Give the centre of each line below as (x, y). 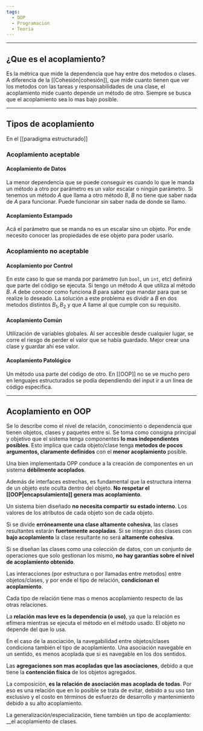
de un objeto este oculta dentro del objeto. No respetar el (78, 488)
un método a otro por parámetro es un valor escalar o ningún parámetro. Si (100, 189)
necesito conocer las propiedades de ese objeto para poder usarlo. (90, 235)
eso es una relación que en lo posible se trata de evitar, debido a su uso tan (100, 690)
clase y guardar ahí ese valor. (43, 347)
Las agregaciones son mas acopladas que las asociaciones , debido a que (100, 666)
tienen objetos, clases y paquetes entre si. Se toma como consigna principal (101, 432)
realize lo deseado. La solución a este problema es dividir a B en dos (92, 298)
